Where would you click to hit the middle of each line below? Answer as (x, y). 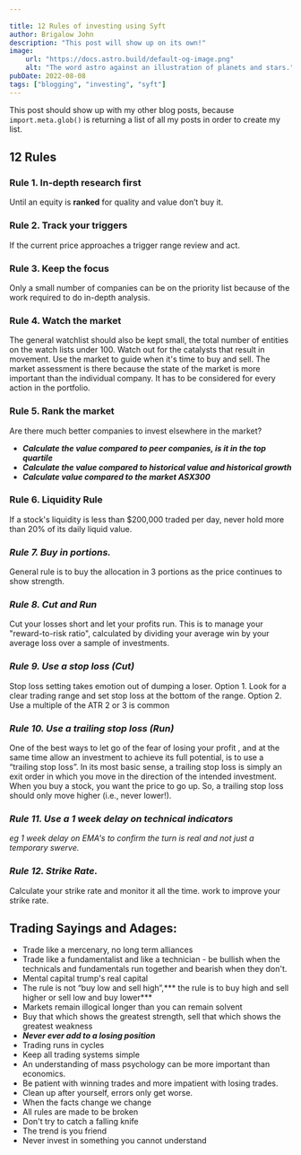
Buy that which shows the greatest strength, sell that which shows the (151, 1017)
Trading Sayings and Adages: (93, 928)
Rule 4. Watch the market (65, 320)
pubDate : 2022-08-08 (48, 76)
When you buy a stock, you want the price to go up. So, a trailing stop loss (146, 785)
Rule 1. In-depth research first (75, 182)
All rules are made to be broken (80, 1112)
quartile (38, 458)
